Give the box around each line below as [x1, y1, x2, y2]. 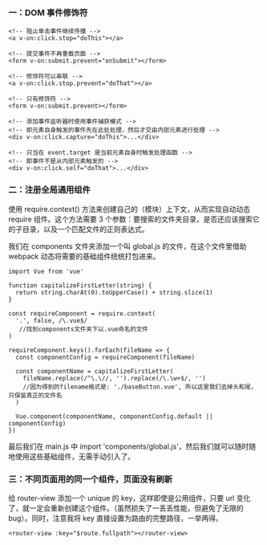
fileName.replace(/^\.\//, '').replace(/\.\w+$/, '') [22, 374, 206, 382]
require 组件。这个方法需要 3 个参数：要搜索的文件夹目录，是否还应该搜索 [8, 214, 253, 224]
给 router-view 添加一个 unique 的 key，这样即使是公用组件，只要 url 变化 [8, 493, 251, 502]
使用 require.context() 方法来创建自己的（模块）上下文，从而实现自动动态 [8, 204, 251, 214]
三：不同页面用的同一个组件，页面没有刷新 [8, 474, 173, 485]
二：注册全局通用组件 [8, 185, 91, 196]
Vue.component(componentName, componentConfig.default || [15, 412, 214, 421]
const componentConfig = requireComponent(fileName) [15, 353, 196, 361]
